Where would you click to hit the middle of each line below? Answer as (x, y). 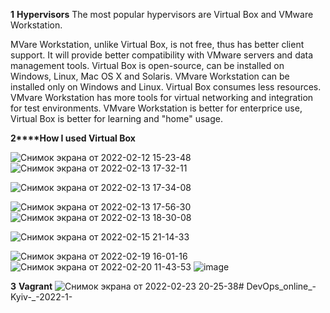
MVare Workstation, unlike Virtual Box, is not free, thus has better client (157, 44)
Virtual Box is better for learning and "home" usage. (116, 118)
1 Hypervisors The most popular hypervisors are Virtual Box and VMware (162, 14)
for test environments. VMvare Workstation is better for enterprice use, (156, 108)
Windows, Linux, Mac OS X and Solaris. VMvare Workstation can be (150, 76)
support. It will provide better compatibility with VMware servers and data (162, 55)
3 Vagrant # (127, 286)
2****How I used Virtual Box (73, 138)
